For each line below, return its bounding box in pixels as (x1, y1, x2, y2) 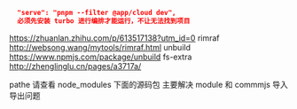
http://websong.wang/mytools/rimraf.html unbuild (9, 42, 191, 52)
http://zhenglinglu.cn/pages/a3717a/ (9, 60, 142, 71)
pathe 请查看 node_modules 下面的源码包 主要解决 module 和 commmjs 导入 (9, 79, 288, 90)
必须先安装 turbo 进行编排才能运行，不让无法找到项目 (17, 16, 191, 26)
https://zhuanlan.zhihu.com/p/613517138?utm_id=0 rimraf (9, 32, 220, 43)
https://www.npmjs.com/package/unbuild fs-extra (9, 51, 192, 62)
